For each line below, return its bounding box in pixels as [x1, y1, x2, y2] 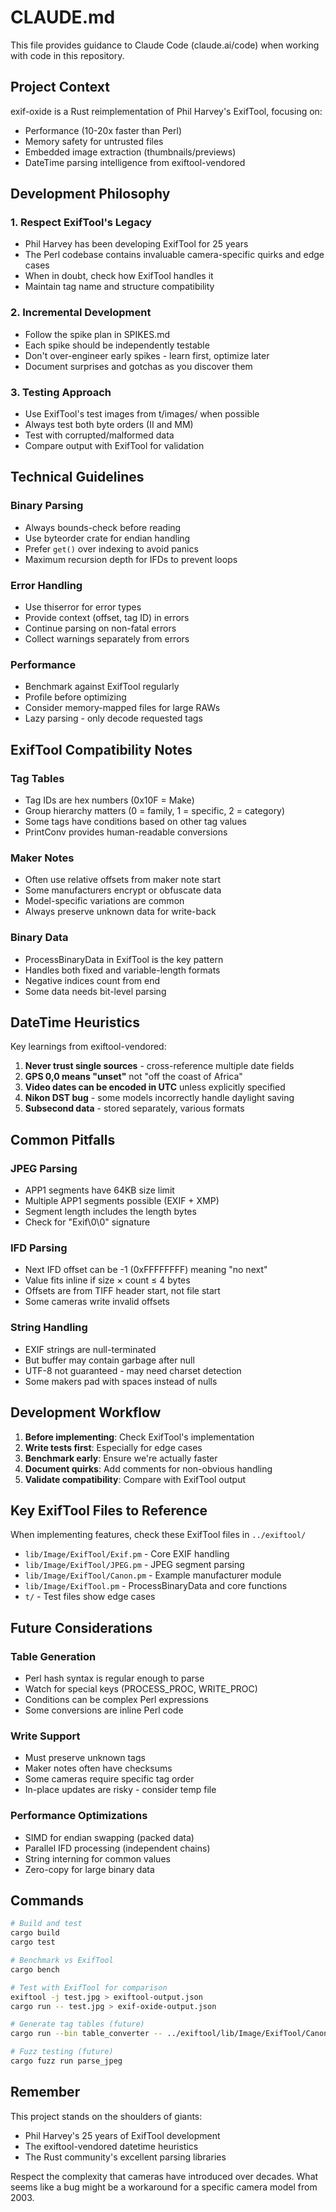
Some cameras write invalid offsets [24, 1296, 170, 1308]
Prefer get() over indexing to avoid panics [24, 542, 199, 555]
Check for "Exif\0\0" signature [24, 1216, 151, 1228]
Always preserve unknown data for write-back [24, 906, 217, 918]
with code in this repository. [10, 49, 125, 61]
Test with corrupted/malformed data [24, 429, 175, 441]
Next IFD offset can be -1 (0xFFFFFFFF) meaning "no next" [24, 1264, 268, 1276]
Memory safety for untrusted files [24, 135, 164, 147]
